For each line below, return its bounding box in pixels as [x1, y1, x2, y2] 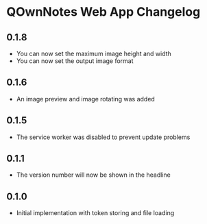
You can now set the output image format [16, 57, 134, 65]
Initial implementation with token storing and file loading [16, 209, 175, 217]
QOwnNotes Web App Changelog [6, 4, 201, 20]
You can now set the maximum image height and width [16, 49, 172, 58]
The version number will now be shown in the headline [16, 171, 171, 179]
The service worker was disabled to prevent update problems [16, 133, 191, 141]
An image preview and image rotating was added [16, 95, 155, 103]
